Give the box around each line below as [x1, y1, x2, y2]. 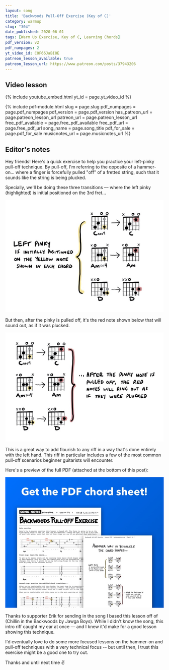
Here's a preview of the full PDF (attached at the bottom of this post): [5, 467, 148, 473]
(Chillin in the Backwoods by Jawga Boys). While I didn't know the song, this [5, 618, 163, 624]
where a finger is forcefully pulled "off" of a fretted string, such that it [15, 169, 159, 175]
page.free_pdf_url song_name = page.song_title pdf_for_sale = [5, 125, 135, 131]
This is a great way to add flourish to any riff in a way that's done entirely [5, 447, 156, 453]
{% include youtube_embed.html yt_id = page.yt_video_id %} [5, 94, 132, 100]
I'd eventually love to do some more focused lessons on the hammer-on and [5, 638, 163, 645]
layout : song [5, 8, 33, 13]
